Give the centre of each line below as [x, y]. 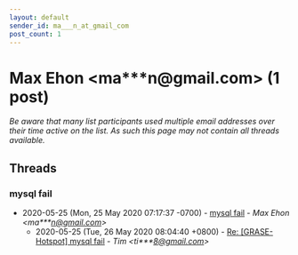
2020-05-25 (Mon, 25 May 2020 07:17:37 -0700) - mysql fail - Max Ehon [156, 213]
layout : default [39, 17]
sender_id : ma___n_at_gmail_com [69, 26]
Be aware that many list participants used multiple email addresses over [142, 122]
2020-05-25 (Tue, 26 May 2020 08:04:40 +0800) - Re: [137, 231]
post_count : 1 [36, 34]
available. [28, 140]
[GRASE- [257, 231]
